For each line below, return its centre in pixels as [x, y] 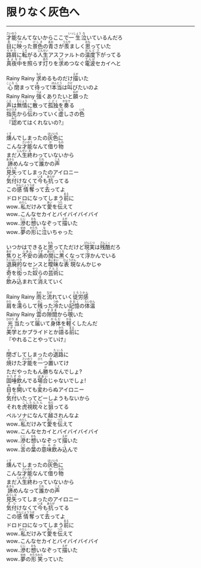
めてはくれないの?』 [42, 123]
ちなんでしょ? [65, 372]
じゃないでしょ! [67, 381]
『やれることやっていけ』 [38, 339]
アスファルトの [66, 54]
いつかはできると [27, 247]
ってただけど [69, 247]
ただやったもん [25, 372]
